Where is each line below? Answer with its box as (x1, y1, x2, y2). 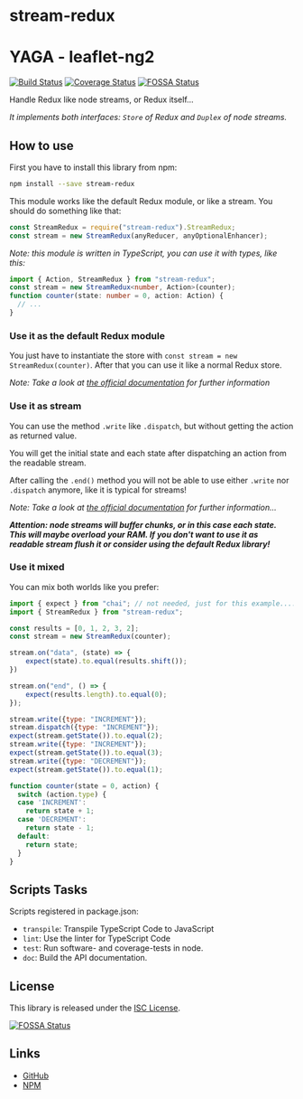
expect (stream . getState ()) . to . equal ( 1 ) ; (9, 765, 164, 774)
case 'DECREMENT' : (17, 815, 87, 824)
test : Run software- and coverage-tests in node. (22, 943, 204, 953)
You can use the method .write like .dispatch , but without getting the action (9, 420, 294, 431)
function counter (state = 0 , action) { (9, 781, 160, 791)
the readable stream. (9, 457, 87, 468)
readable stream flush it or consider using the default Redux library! (9, 539, 271, 549)
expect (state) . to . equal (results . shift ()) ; (25, 657, 188, 666)
